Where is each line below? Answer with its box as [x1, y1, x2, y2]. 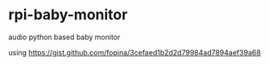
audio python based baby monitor [8, 32, 121, 42]
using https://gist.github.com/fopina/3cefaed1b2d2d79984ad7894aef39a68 [8, 47, 262, 57]
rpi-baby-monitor [8, 6, 128, 24]
